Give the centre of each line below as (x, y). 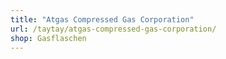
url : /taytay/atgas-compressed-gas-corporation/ (113, 29)
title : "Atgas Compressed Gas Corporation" (102, 19)
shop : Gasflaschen (48, 38)
